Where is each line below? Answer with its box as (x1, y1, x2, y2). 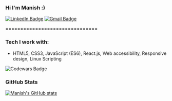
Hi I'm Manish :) (5, 4, 45, 11)
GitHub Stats (5, 78, 38, 86)
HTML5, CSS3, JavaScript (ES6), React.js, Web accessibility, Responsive (12, 50, 167, 56)
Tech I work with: (5, 38, 49, 46)
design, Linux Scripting (12, 55, 62, 62)
